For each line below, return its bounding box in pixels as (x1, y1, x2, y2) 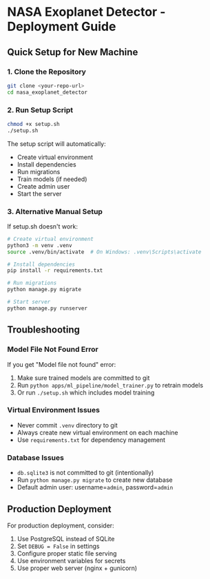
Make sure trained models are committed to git (17, 373, 150, 382)
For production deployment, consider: (7, 521, 115, 529)
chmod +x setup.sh (7, 120, 60, 127)
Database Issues (7, 452, 64, 462)
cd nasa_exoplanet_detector (7, 89, 88, 96)
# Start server (7, 299, 51, 306)
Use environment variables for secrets (17, 556, 126, 565)
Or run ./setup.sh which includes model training (17, 388, 155, 397)
